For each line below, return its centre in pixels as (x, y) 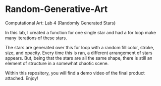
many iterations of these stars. (36, 38)
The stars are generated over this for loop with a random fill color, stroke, (80, 47)
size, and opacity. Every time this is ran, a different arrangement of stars (79, 53)
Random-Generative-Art (56, 9)
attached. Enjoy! (22, 78)
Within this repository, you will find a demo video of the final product (75, 73)
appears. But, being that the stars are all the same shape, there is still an (79, 58)
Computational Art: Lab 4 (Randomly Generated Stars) (60, 23)
